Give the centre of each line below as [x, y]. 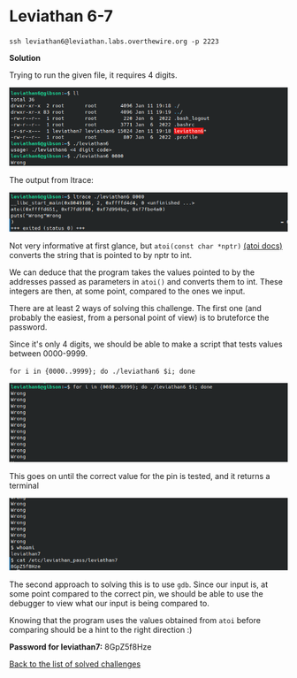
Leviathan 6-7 [61, 16]
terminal [24, 485]
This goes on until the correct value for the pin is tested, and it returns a [140, 476]
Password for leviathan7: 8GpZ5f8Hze [80, 647]
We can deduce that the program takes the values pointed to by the [132, 272]
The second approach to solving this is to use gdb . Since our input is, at [139, 584]
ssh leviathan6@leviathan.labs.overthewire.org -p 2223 [114, 42]
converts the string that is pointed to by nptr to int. [101, 255]
